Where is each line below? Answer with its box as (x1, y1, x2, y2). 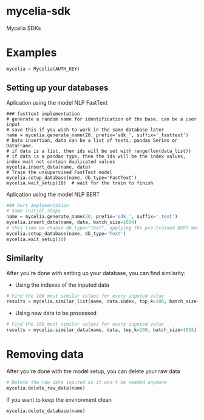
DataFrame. (6, 142, 34, 149)
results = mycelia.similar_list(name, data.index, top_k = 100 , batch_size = (6, 298, 200, 305)
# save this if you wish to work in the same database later (6, 127, 165, 133)
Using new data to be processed (15, 309, 97, 317)
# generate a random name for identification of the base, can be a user (6, 116, 197, 122)
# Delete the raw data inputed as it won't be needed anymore (6, 379, 167, 385)
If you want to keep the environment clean (6, 396, 112, 403)
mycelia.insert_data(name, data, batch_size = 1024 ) (6, 219, 137, 226)
